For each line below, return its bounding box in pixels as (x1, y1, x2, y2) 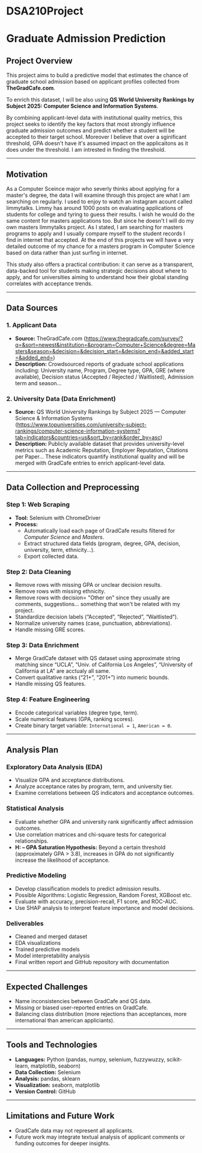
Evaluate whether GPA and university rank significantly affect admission (14, 818, 194, 825)
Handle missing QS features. (14, 680, 86, 687)
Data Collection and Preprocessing (6, 483, 139, 493)
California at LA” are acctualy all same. (14, 667, 111, 675)
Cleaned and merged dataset (14, 933, 87, 940)
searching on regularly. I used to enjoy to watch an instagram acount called (6, 198, 192, 205)
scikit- (166, 1056, 182, 1063)
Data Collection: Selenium (14, 1068, 81, 1075)
